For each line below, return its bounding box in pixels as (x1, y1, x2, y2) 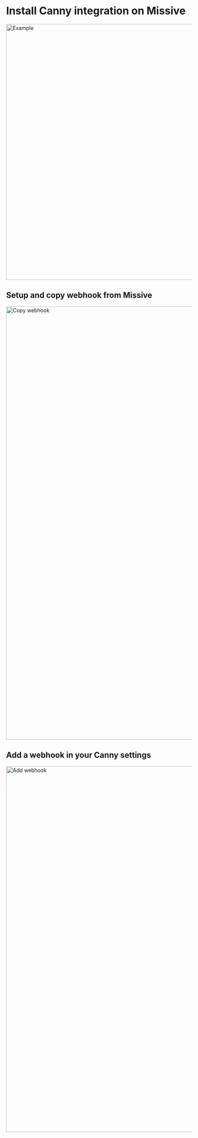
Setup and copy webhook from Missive (6, 291, 153, 301)
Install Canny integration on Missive (6, 4, 186, 18)
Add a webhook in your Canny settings (6, 750, 151, 760)
